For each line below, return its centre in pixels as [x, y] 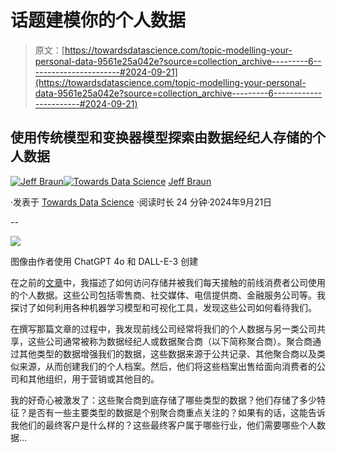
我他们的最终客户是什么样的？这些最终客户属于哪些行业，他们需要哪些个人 [163, 425]
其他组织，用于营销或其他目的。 [93, 378]
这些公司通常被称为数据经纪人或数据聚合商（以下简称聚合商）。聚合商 [170, 341]
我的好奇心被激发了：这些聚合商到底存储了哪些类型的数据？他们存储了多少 [163, 400]
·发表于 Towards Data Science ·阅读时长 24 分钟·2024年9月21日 [141, 202]
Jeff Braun [190, 181]
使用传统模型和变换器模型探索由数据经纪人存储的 [161, 137]
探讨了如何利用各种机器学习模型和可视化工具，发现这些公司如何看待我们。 [163, 307]
